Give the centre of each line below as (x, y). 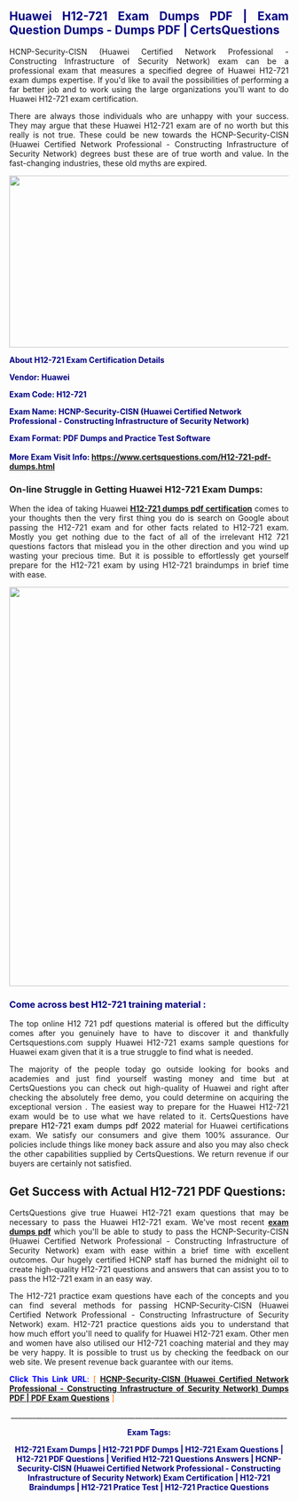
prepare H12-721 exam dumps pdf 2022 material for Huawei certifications (149, 1126)
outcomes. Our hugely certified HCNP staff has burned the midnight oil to (149, 1260)
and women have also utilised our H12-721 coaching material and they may (149, 1343)
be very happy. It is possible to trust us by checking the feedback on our (149, 1353)
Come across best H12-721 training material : (108, 1005)
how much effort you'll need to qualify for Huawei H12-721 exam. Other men (149, 1334)
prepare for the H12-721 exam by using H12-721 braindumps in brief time (149, 565)
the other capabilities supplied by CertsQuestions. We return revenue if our (149, 1154)
